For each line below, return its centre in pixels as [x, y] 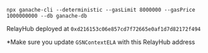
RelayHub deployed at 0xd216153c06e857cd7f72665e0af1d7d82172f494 [104, 29]
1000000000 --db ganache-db [47, 16]
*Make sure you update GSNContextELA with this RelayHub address [101, 42]
